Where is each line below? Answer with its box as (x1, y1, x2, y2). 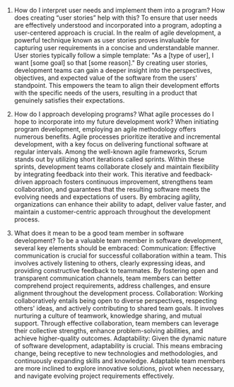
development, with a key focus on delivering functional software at (13, 140, 209, 148)
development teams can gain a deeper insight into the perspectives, (13, 67, 213, 74)
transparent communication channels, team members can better (13, 274, 201, 282)
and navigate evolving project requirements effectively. (13, 371, 175, 380)
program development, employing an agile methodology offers (13, 125, 197, 133)
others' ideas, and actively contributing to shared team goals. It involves (13, 304, 224, 312)
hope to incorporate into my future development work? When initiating (13, 117, 219, 126)
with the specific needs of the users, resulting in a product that (13, 88, 198, 97)
